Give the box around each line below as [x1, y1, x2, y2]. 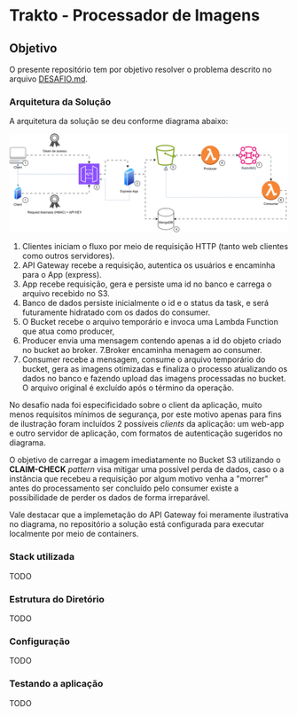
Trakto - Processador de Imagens [9, 5, 260, 26]
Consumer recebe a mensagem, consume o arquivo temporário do [21, 354, 266, 365]
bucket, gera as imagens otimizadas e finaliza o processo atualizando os [21, 364, 288, 374]
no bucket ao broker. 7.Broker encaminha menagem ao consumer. [21, 345, 263, 356]
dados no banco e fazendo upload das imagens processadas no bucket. [21, 374, 286, 384]
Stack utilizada [9, 551, 75, 563]
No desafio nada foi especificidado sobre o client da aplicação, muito [9, 400, 263, 411]
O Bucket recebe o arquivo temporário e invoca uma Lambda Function [21, 317, 279, 327]
